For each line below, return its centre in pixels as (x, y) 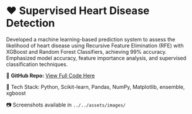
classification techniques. (37, 64)
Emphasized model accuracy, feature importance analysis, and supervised (96, 58)
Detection (31, 23)
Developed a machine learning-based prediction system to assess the (91, 39)
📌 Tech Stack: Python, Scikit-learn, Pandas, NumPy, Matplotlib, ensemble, (95, 87)
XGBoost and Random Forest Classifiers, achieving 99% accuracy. (87, 51)
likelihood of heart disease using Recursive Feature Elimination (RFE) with (95, 46)
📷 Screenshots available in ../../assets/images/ (66, 105)
